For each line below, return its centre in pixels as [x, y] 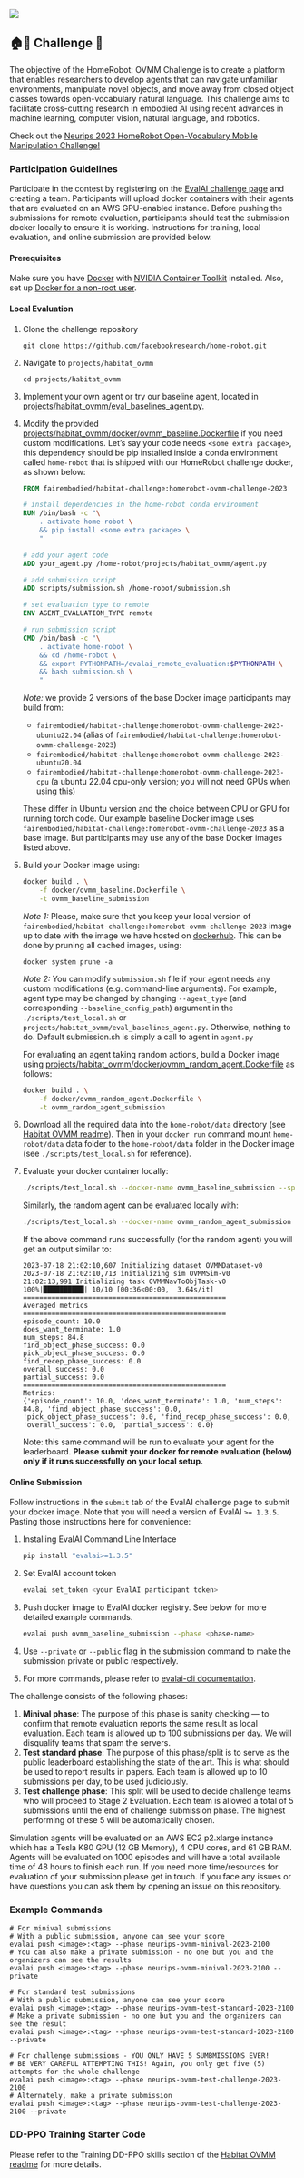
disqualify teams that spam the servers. [96, 1742]
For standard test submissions [77, 1992]
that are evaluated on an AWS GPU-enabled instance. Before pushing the [146, 208]
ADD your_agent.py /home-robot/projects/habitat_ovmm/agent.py [145, 563]
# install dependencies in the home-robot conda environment [141, 505]
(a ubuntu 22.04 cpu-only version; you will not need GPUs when [171, 782]
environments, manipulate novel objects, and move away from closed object [152, 89]
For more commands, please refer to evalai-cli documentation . [139, 1678]
